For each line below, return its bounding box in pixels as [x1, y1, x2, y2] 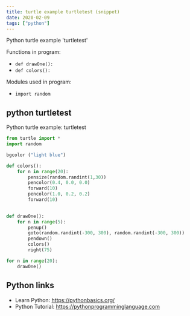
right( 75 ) [28, 247, 52, 253]
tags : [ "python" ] [6, 20, 50, 26]
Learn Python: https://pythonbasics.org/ [14, 296, 115, 303]
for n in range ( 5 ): [17, 219, 66, 225]
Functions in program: [6, 48, 61, 56]
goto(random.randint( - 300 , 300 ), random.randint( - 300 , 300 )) [28, 230, 185, 236]
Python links [6, 280, 54, 291]
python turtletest [6, 107, 72, 118]
